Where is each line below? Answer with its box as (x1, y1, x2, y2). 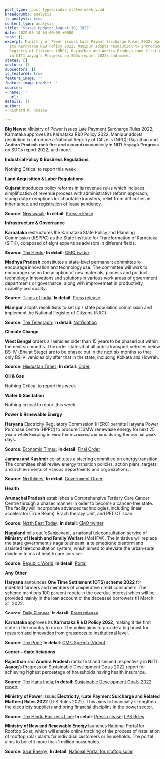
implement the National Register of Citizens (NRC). (5, 309, 108, 316)
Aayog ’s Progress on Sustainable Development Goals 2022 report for (5, 664, 145, 670)
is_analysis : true (5, 16, 43, 21)
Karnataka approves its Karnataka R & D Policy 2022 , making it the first (5, 619, 151, 625)
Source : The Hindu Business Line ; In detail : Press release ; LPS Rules (5, 713, 145, 719)
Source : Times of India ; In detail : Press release (5, 294, 101, 301)
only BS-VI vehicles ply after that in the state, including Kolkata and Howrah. (5, 354, 159, 360)
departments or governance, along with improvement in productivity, (5, 280, 144, 286)
